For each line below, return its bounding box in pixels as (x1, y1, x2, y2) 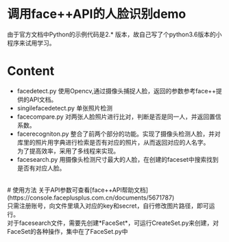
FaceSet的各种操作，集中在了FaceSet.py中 (7, 227, 128, 235)
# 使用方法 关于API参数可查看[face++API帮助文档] (7, 186, 149, 194)
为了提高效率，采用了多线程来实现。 (16, 147, 120, 155)
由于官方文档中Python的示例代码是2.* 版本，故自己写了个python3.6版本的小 (7, 30, 222, 38)
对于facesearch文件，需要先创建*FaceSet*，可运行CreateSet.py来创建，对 (7, 219, 219, 227)
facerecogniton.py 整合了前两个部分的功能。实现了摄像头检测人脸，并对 (16, 130, 221, 138)
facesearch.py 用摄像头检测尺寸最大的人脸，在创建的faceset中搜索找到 (16, 155, 219, 163)
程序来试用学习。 (7, 38, 56, 47)
